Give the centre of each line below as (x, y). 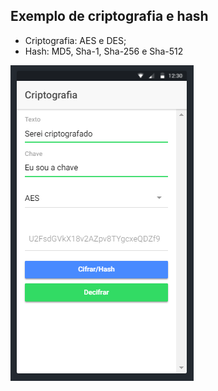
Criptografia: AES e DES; (75, 40)
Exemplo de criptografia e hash (109, 16)
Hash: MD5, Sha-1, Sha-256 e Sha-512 (104, 51)
